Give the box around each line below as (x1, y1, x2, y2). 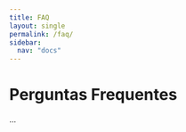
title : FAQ (9, 12, 50, 22)
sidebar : (9, 37, 42, 47)
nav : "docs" (17, 46, 62, 55)
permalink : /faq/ (9, 29, 74, 38)
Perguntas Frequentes (9, 85, 178, 105)
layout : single (9, 21, 66, 30)
